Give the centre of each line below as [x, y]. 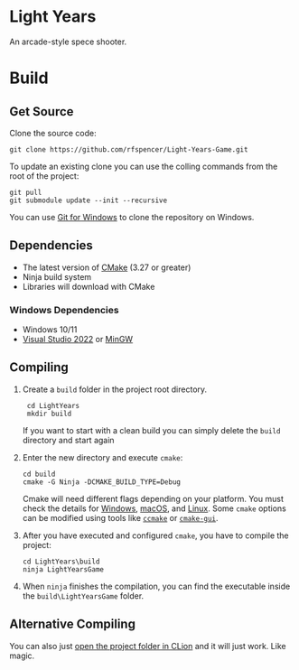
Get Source [42, 112]
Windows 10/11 [50, 330]
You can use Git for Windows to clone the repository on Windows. [132, 217]
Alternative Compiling [72, 624]
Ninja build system [57, 276]
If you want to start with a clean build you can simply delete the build [151, 430]
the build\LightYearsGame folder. [83, 596]
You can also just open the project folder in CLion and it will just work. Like [148, 646]
